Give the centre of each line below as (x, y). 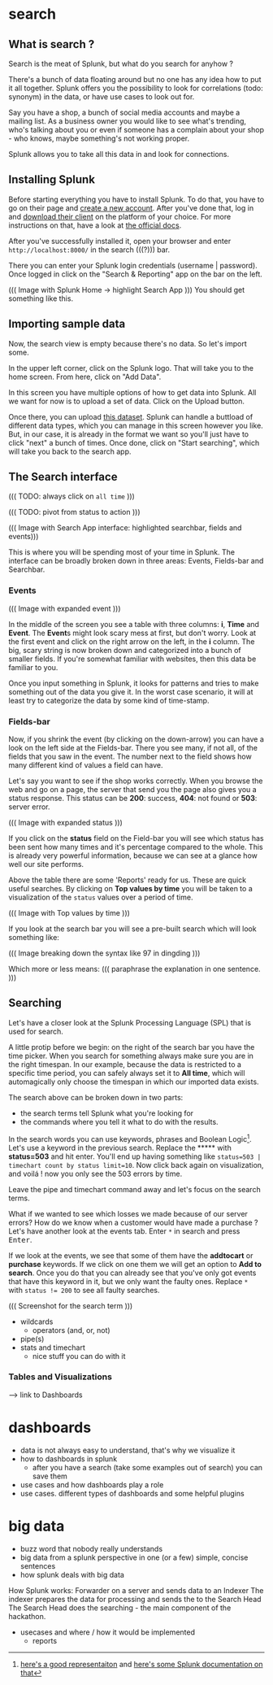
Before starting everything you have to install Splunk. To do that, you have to (136, 199)
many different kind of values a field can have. (86, 765)
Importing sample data (67, 324)
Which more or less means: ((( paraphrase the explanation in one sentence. (135, 969)
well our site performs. (46, 864)
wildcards (37, 1321)
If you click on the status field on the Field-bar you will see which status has (136, 838)
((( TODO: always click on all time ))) (72, 496)
